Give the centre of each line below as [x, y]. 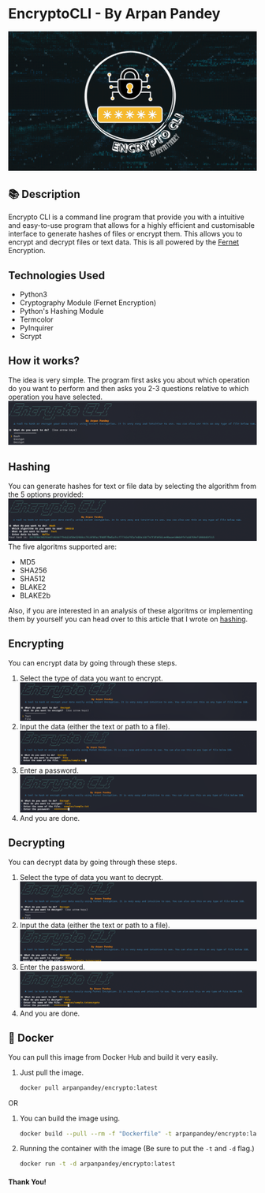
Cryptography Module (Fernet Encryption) [88, 303]
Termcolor [36, 319]
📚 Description [44, 194]
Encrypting [36, 644]
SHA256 [33, 570]
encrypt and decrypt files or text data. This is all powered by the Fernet [123, 242]
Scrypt [30, 337]
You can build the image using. [70, 1118]
